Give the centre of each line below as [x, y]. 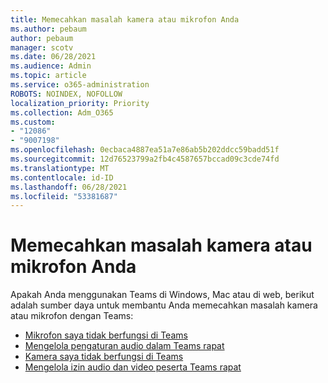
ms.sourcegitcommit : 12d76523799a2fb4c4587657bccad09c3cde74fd [145, 159]
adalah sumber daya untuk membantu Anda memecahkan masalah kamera [164, 305]
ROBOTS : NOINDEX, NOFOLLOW [66, 94]
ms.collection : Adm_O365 [62, 112]
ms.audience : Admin [51, 66]
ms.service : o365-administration [80, 85]
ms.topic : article [48, 76]
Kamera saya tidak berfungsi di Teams [104, 357]
